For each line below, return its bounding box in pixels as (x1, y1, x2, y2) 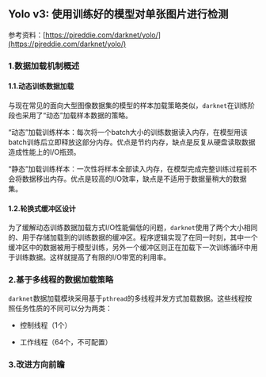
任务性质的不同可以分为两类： (14, 304, 112, 314)
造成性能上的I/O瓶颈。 (8, 147, 81, 156)
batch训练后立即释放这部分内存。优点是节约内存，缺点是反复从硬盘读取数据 (8, 137, 256, 147)
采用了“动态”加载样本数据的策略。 (21, 110, 133, 120)
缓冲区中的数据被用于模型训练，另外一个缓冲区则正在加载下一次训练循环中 (8, 243, 251, 252)
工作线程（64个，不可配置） (19, 337, 112, 347)
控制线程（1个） (19, 321, 72, 330)
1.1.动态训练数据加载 (8, 82, 74, 91)
